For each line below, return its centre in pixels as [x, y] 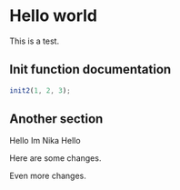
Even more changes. [48, 176]
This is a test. [35, 41]
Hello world [54, 16]
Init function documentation [90, 70]
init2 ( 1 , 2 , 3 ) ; [40, 90]
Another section [56, 119]
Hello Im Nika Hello [45, 141]
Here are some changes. [55, 158]
